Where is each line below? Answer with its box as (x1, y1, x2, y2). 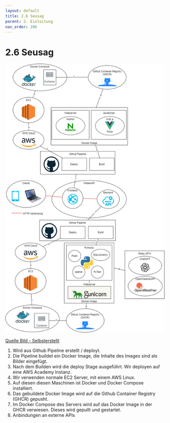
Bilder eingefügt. (12, 358, 48, 364)
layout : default (5, 8, 39, 13)
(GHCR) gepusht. (12, 396, 49, 402)
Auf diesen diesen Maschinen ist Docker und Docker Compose (12, 379, 144, 385)
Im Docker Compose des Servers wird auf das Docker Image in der (12, 401, 153, 407)
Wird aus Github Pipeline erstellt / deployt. (12, 347, 101, 354)
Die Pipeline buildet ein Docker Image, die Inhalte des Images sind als (12, 352, 158, 359)
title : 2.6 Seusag (5, 13, 44, 19)
